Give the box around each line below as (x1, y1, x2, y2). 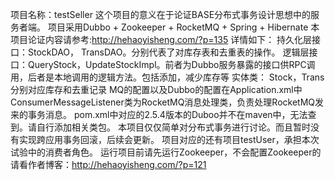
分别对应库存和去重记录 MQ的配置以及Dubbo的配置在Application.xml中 (10, 84, 303, 95)
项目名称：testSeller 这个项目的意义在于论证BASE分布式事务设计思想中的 (10, 9, 312, 20)
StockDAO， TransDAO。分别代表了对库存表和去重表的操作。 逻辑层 (27, 46, 310, 58)
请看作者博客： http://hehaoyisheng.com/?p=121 (10, 159, 207, 170)
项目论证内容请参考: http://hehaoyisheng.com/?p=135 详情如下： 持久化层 (10, 34, 313, 45)
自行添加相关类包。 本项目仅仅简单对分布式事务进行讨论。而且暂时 (36, 121, 311, 133)
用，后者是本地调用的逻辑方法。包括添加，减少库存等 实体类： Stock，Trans (10, 71, 325, 83)
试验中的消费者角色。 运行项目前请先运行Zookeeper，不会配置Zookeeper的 (10, 146, 322, 158)
